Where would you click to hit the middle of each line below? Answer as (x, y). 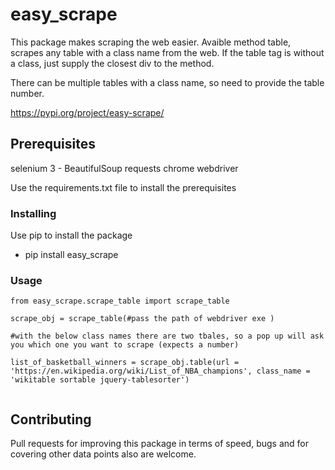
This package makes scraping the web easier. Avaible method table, (151, 42)
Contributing (51, 419)
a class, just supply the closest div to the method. (112, 63)
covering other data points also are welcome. (103, 454)
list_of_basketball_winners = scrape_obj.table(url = (125, 363)
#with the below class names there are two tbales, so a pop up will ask (167, 336)
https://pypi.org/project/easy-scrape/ (87, 112)
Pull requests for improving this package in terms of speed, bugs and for (159, 444)
